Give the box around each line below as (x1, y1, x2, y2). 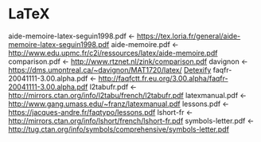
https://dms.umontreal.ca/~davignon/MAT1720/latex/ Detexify (8, 65, 212, 74)
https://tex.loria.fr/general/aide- (136, 31, 241, 41)
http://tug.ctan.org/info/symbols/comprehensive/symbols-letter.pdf (8, 124, 229, 134)
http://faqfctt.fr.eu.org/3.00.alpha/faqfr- (98, 73, 228, 83)
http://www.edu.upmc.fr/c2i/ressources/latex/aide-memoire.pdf (8, 48, 218, 57)
